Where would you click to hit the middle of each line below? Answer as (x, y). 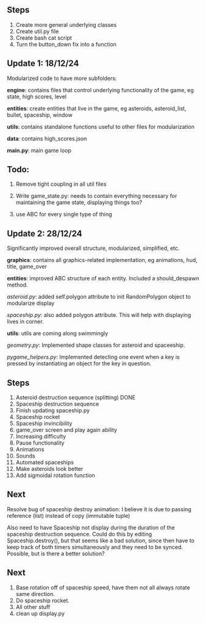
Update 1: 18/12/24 (43, 64)
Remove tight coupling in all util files (61, 184)
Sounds (25, 456)
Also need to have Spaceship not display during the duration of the (91, 527)
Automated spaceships (45, 462)
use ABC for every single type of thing (64, 214)
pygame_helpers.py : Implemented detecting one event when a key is (93, 357)
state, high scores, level (37, 97)
